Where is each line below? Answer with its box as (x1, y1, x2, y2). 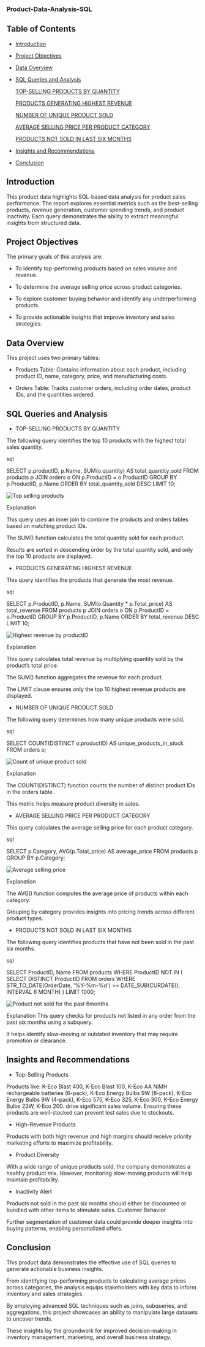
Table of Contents (6, 24, 76, 34)
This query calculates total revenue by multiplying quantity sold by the (6, 655, 184, 662)
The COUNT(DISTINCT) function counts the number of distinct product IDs (6, 781, 195, 789)
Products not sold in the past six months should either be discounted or (6, 1199, 187, 1207)
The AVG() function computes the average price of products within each (6, 890, 188, 897)
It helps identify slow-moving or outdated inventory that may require (6, 1030, 179, 1037)
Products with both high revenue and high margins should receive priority (6, 1132, 192, 1140)
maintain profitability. (6, 1176, 59, 1183)
